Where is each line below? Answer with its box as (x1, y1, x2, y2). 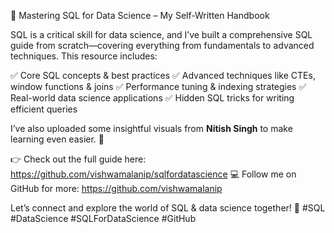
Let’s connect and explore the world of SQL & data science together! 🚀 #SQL (10, 202, 326, 214)
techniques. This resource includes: (10, 50, 158, 62)
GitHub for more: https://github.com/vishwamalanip (10, 183, 223, 194)
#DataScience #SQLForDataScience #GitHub (10, 213, 197, 224)
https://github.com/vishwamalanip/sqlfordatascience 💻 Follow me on (10, 168, 297, 180)
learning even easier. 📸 (10, 133, 105, 145)
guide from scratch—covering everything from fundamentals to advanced (10, 40, 315, 51)
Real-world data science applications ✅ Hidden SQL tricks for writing (10, 92, 295, 104)
